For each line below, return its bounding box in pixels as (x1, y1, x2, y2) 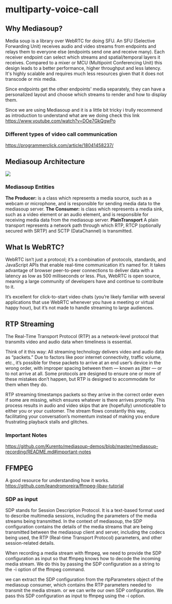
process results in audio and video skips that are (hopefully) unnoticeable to (5, 402, 166, 408)
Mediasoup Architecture (5, 157, 85, 166)
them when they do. (5, 382, 48, 388)
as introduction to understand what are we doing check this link (5, 112, 140, 118)
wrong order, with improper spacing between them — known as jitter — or (5, 365, 162, 371)
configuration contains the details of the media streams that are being (5, 524, 153, 530)
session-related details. (5, 540, 55, 546)
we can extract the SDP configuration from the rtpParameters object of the (5, 576, 163, 582)
